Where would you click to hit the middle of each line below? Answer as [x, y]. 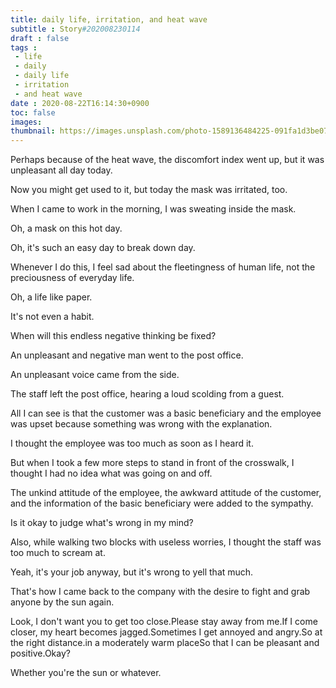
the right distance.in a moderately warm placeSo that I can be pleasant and [165, 643]
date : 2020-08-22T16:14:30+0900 [80, 103]
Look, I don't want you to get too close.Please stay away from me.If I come [164, 622]
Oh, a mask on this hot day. [66, 228]
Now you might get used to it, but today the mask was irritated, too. [149, 190]
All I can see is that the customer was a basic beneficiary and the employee [166, 413]
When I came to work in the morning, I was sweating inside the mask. [153, 209]
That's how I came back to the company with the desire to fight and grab [160, 592]
